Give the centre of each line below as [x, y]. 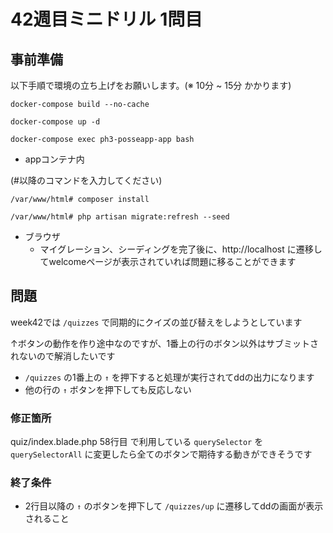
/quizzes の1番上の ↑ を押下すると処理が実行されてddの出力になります [169, 377]
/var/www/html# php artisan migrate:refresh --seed [120, 217]
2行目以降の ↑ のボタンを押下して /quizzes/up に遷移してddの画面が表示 [174, 506]
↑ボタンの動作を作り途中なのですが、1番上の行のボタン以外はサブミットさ [165, 343]
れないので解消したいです [63, 356]
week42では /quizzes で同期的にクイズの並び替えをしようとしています [156, 322]
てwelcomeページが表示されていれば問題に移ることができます [168, 261]
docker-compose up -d [55, 122]
